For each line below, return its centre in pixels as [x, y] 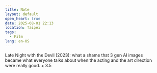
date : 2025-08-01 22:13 [29, 23]
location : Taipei [23, 28]
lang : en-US [17, 41]
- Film [16, 37]
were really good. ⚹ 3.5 [28, 65]
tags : [11, 32]
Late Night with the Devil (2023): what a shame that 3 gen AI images [74, 55]
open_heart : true [23, 18]
